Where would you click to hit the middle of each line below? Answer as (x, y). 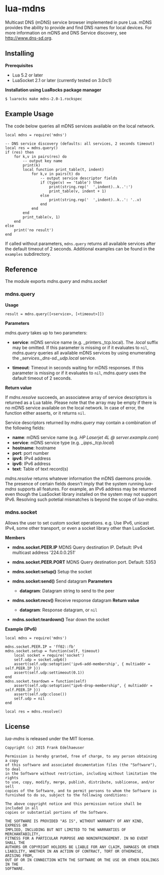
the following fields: (25, 428)
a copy (12, 760)
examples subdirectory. (28, 254)
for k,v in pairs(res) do (41, 157)
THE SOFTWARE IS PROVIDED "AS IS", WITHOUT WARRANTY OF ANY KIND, (74, 821)
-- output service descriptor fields (79, 178)
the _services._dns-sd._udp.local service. (54, 358)
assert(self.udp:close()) (41, 694)
